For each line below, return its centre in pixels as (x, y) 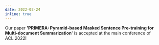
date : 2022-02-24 (23, 9)
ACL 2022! (16, 38)
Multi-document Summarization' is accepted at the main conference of (78, 33)
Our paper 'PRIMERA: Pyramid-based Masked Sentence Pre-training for (79, 28)
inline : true (18, 14)
